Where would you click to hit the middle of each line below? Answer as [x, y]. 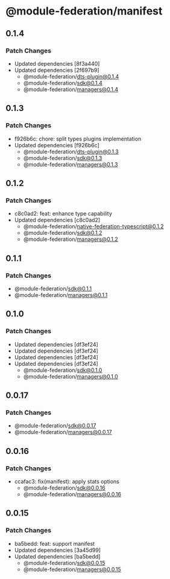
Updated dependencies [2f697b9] [57, 70]
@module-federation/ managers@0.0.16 [72, 494]
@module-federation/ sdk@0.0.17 [55, 426]
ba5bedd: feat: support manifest [54, 543]
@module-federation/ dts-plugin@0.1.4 [71, 76]
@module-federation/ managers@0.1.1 [61, 295]
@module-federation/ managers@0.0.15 [72, 569]
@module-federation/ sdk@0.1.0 [63, 370]
